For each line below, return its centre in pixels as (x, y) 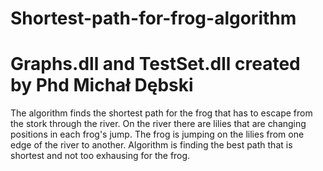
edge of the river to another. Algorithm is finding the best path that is (151, 145)
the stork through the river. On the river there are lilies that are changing (158, 124)
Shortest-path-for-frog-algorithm (153, 18)
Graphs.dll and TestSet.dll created (155, 64)
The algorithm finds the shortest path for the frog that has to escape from (161, 113)
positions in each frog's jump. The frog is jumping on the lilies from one (157, 134)
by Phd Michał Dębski (102, 85)
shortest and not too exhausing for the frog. (100, 156)
